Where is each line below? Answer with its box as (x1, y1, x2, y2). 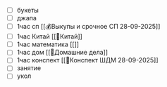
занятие (16, 64, 42, 72)
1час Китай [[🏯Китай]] (16, 32, 82, 41)
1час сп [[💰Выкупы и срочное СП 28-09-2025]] (16, 22, 161, 31)
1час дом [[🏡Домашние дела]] (16, 48, 109, 57)
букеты (16, 6, 39, 14)
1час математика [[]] (16, 40, 79, 48)
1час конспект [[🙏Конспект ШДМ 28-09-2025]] (16, 56, 159, 65)
